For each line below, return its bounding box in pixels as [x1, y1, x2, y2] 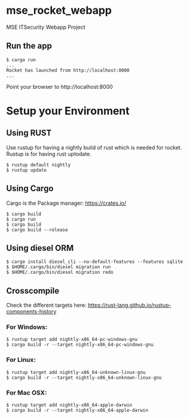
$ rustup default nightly [6, 161, 71, 168]
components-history [6, 308, 57, 315]
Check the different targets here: [6, 301, 87, 309]
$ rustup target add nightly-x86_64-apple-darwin [6, 402, 133, 408]
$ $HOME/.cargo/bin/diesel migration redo [6, 270, 114, 276]
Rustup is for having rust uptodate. [6, 150, 92, 157]
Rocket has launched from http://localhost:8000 [6, 67, 130, 73]
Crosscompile [6, 286, 60, 296]
